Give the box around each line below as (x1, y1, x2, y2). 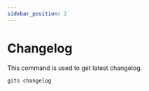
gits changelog (7, 77, 52, 84)
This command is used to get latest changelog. (7, 64, 143, 72)
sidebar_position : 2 (7, 10, 68, 17)
